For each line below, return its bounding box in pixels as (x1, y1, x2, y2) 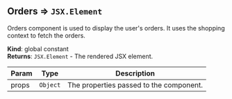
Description (115, 69, 155, 78)
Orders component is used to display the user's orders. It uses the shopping (7, 24, 225, 32)
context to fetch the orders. (7, 31, 85, 39)
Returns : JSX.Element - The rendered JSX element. (7, 52, 154, 60)
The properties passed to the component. (67, 80, 204, 89)
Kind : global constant (7, 44, 69, 53)
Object (39, 81, 61, 89)
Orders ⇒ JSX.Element (7, 6, 103, 17)
